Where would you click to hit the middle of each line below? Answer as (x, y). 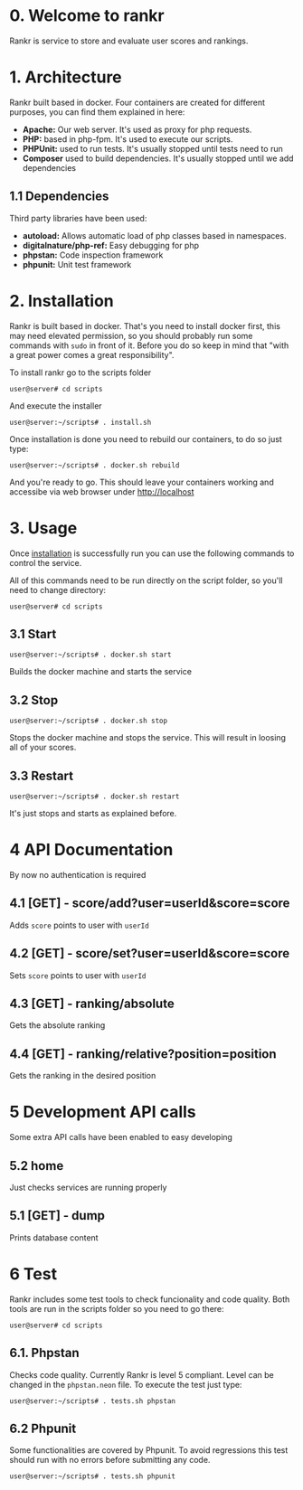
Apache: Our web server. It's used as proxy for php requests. (137, 129)
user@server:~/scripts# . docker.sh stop (89, 721)
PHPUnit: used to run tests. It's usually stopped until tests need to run (152, 148)
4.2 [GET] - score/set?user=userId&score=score (150, 953)
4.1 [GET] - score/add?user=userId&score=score (150, 904)
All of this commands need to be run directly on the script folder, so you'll (146, 580)
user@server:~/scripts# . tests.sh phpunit (93, 1476)
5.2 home (37, 1166)
